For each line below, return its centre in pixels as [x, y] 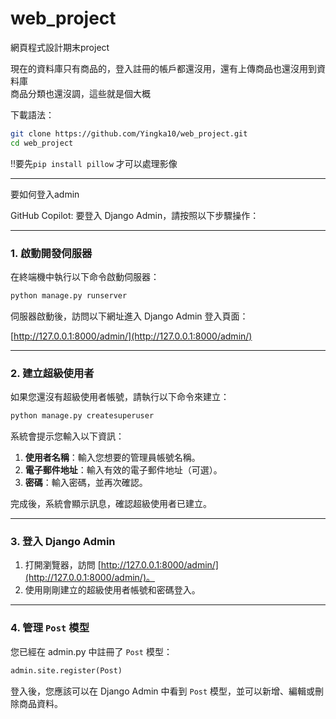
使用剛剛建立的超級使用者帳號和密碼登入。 [112, 590]
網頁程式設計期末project [60, 47]
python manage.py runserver [69, 295]
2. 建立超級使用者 [52, 373]
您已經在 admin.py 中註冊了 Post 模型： [91, 651]
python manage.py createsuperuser [82, 416]
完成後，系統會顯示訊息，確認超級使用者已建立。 [111, 504]
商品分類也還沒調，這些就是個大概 [80, 93]
